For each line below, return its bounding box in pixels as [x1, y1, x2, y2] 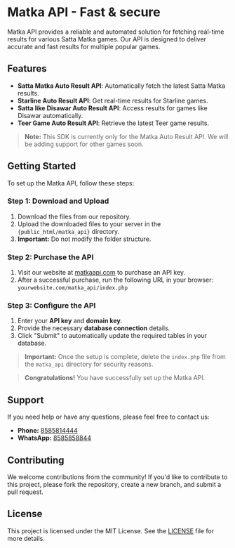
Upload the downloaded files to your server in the [17, 219, 161, 228]
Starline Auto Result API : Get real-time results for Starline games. [17, 96, 208, 105]
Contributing [7, 454, 65, 466]
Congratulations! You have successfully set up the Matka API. [24, 374, 206, 382]
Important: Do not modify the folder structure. [17, 235, 152, 243]
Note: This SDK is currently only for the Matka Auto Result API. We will [24, 132, 229, 141]
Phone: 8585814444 [17, 426, 79, 435]
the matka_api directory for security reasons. [24, 360, 154, 369]
